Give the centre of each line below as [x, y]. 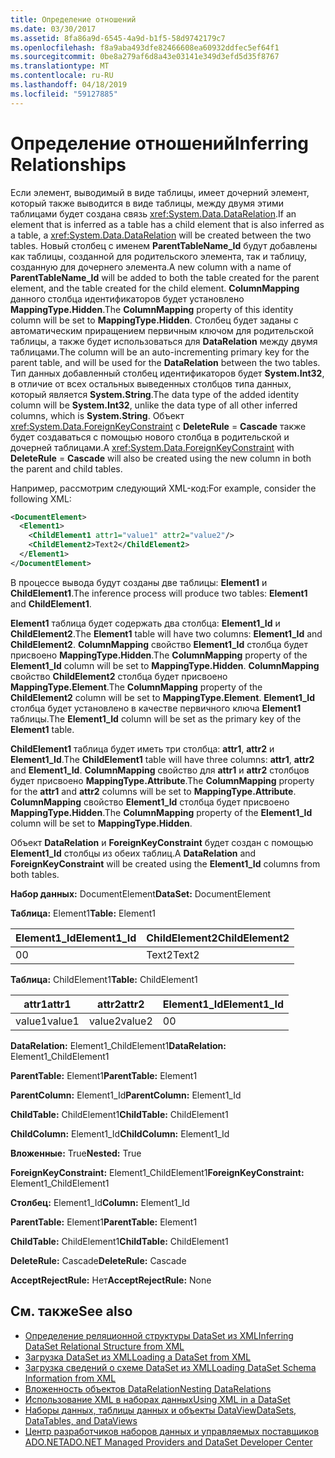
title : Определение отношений [73, 19]
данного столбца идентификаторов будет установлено [127, 298]
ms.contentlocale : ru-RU [62, 76]
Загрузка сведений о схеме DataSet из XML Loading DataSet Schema [170, 1367]
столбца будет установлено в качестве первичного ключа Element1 [156, 708]
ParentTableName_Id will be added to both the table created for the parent [165, 277]
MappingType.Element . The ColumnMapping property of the [136, 687]
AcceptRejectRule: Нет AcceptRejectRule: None [111, 1280]
